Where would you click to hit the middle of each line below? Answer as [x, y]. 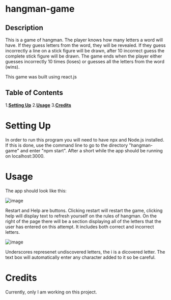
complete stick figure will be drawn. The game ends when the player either [84, 56]
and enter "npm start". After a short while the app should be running [91, 150]
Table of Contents [34, 93]
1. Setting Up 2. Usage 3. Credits [38, 105]
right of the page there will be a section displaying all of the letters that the [83, 221]
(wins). [12, 67]
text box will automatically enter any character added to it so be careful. [81, 257]
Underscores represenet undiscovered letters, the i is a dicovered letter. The [85, 252]
